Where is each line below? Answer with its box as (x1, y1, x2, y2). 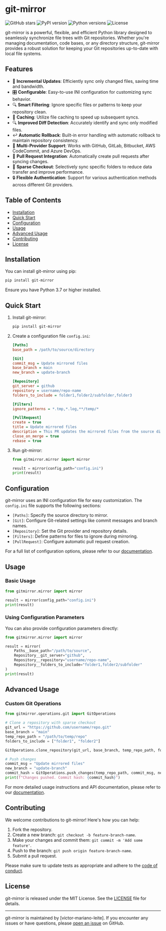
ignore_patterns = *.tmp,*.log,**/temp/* (12, 406, 99, 411)
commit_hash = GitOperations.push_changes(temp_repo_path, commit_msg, (5, 770, 156, 776)
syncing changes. (12, 158, 49, 164)
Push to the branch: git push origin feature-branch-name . (12, 847, 132, 854)
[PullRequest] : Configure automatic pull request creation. (12, 539, 130, 545)
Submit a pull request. (12, 853, 57, 859)
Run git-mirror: (12, 447, 42, 453)
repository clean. (12, 109, 47, 115)
